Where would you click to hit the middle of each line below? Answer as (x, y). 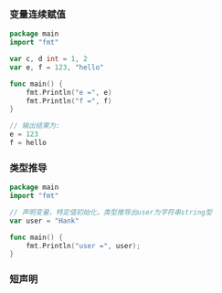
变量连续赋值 (38, 14)
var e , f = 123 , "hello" (57, 67)
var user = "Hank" (44, 221)
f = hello (28, 143)
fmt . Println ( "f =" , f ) (69, 101)
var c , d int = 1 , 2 (49, 59)
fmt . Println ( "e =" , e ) (69, 92)
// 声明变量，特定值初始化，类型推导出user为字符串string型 (111, 212)
